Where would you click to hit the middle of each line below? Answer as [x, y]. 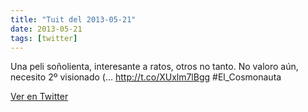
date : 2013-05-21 [46, 29]
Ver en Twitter [39, 97]
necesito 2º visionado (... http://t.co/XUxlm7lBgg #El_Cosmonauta [146, 77]
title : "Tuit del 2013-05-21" [73, 19]
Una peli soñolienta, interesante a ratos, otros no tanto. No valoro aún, [154, 67]
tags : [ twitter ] [44, 38]
